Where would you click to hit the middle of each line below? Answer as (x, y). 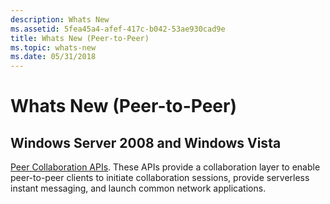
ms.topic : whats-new (53, 47)
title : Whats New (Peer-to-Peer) (80, 38)
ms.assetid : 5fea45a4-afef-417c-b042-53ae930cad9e (118, 29)
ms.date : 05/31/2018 (53, 57)
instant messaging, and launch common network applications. (138, 188)
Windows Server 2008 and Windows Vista (146, 142)
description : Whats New (60, 19)
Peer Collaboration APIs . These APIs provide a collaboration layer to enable (165, 167)
